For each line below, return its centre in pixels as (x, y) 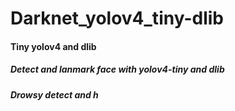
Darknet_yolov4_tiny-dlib (117, 18)
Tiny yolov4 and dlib (53, 46)
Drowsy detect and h (54, 94)
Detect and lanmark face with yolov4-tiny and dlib (117, 69)
